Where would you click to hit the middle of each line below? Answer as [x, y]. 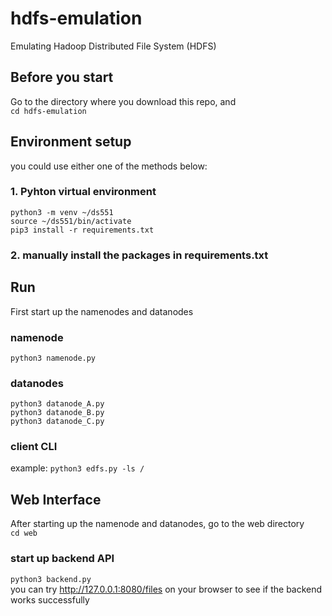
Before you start [62, 77]
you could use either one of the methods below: [109, 166]
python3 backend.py [51, 579]
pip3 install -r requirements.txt [82, 230]
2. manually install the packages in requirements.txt [139, 255]
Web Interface [56, 499]
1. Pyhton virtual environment [83, 192]
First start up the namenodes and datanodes [102, 311]
